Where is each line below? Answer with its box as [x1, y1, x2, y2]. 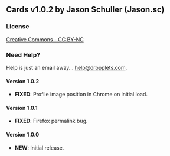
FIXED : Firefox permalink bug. [14, 118, 88, 125]
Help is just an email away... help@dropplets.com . [6, 64, 127, 71]
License [6, 22, 30, 31]
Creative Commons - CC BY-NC [6, 35, 84, 43]
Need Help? [6, 50, 41, 58]
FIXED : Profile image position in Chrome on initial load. [14, 91, 148, 98]
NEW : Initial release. [14, 144, 64, 151]
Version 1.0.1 [6, 104, 38, 111]
